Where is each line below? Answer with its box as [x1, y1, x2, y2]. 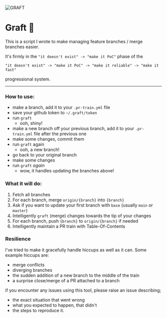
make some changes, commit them [12, 136, 84, 142]
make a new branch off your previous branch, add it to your [12, 126, 134, 132]
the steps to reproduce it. [12, 307, 65, 313]
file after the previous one [34, 131, 87, 137]
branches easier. [5, 44, 40, 50]
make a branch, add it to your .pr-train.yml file [12, 104, 110, 110]
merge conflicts [12, 261, 45, 268]
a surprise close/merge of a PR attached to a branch [12, 277, 120, 283]
